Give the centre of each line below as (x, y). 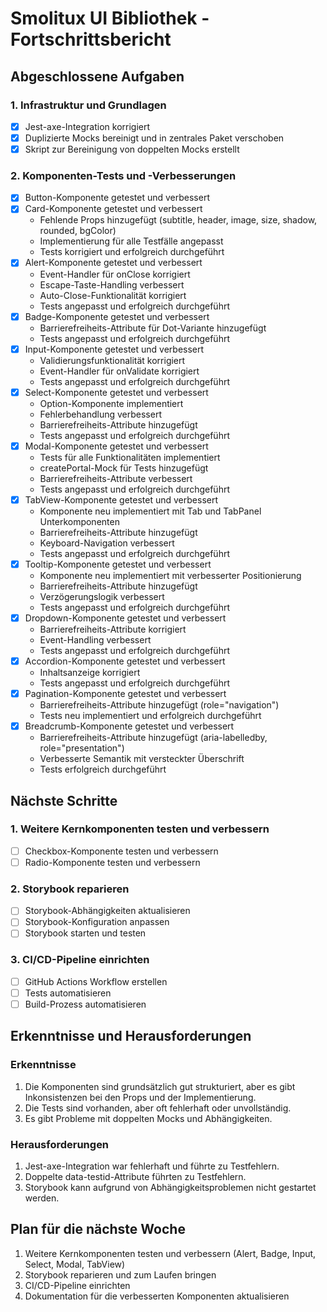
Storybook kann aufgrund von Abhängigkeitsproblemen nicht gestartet (170, 1187)
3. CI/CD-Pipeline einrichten (80, 960)
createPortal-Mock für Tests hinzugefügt (124, 468)
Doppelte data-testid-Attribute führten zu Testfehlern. (135, 1176)
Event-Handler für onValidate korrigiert (119, 371)
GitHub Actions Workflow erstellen (96, 981)
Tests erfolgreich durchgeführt (103, 769)
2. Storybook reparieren (70, 889)
